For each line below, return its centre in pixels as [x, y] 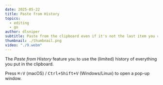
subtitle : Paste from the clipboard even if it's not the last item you [80, 36]
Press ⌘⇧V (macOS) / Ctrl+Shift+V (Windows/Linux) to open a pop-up [77, 73]
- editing [19, 23]
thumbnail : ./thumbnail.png [33, 41]
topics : [13, 18]
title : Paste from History [32, 14]
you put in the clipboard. [30, 64]
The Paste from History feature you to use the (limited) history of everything [81, 59]
